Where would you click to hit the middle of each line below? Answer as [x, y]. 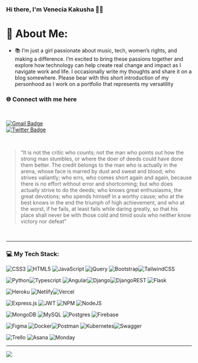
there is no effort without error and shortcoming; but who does [97, 184]
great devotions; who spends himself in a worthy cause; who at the [102, 196]
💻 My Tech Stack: [33, 254]
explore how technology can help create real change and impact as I [98, 65]
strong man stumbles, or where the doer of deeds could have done [102, 159]
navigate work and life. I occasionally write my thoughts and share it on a [103, 71]
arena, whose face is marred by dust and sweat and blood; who [98, 171]
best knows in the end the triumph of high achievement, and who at [103, 203]
